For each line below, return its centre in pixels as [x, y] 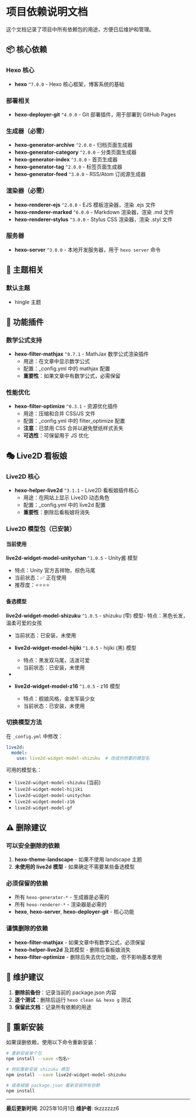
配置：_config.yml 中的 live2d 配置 [64, 505]
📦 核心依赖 [27, 49]
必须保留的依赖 [27, 884]
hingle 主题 [28, 302]
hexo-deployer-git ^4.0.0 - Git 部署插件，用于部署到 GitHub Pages [95, 114]
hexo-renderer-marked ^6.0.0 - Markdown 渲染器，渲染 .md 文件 [94, 212]
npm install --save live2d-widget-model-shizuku [66, 1075]
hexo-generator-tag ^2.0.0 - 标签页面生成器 [68, 167]
